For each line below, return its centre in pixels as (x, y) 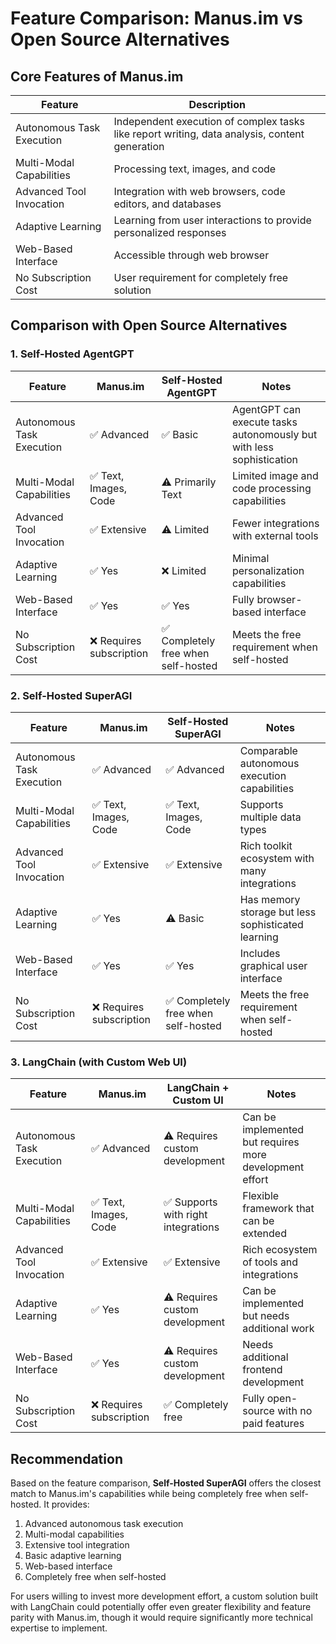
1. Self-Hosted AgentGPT (72, 354)
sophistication (265, 459)
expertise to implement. (59, 1628)
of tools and (270, 1262)
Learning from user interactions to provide (212, 220)
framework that (278, 1209)
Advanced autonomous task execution (104, 1524)
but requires (271, 1142)
